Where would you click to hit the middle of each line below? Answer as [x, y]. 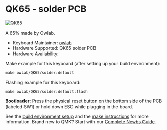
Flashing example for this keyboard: [43, 82]
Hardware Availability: [35, 54]
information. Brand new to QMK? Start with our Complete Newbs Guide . [81, 122]
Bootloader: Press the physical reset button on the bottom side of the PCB [84, 101]
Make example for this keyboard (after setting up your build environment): [83, 63]
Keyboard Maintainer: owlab [42, 43]
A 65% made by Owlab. [30, 33]
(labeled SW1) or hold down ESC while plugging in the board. [69, 106]
